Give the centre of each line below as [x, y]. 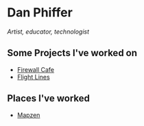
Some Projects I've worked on [72, 53]
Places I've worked [49, 98]
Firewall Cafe [36, 69]
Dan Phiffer [40, 13]
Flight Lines [33, 77]
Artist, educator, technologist [48, 32]
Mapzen [28, 115]
